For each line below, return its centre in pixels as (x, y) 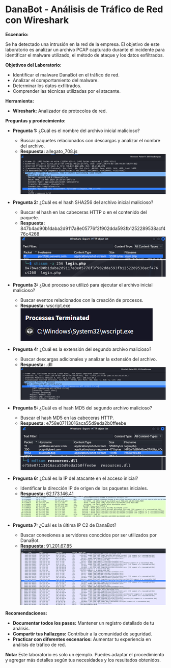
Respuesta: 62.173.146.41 (47, 494)
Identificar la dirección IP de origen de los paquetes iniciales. (84, 488)
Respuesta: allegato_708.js (49, 151)
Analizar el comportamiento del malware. (56, 80)
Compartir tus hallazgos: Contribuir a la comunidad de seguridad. (82, 634)
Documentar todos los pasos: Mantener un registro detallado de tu (83, 623)
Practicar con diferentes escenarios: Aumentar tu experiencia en (82, 639)
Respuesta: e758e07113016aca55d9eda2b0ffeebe (73, 423)
